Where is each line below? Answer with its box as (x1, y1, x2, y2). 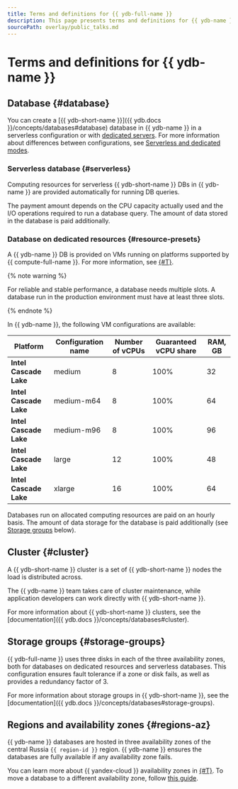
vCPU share (155, 345, 197, 355)
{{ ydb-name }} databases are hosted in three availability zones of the (7, 738, 211, 746)
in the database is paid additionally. (7, 216, 110, 225)
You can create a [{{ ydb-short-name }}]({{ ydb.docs (7, 116, 161, 125)
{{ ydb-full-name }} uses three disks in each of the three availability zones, (7, 654, 225, 663)
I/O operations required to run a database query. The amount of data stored (7, 208, 228, 217)
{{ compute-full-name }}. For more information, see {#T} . (7, 257, 174, 266)
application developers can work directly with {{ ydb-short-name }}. (7, 593, 206, 603)
